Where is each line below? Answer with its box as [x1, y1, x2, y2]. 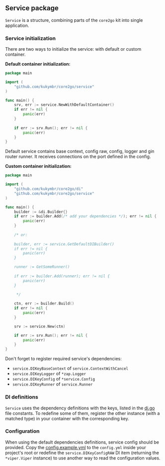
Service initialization [5, 35, 56, 42]
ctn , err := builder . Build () [14, 301, 75, 306]
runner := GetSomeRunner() [14, 264, 70, 270]
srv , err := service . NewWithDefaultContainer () [14, 102, 114, 107]
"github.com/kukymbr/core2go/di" [14, 186, 83, 192]
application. [5, 22, 29, 28]
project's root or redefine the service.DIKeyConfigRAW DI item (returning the [5, 450, 160, 456]
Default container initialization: [5, 61, 71, 67]
